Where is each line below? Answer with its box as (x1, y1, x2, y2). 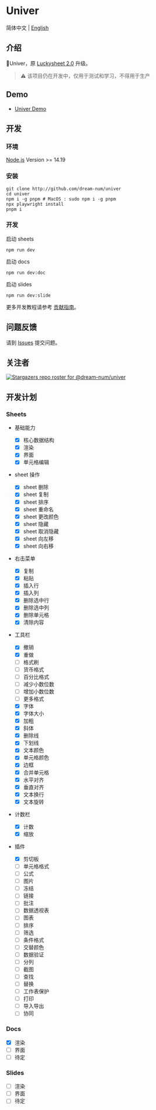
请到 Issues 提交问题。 (6, 339, 61, 346)
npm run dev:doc (6, 270, 46, 276)
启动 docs (6, 258, 30, 265)
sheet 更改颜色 (23, 513, 60, 520)
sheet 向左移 (23, 535, 54, 542)
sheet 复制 (23, 491, 49, 498)
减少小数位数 (23, 680, 54, 687)
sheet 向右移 (23, 542, 54, 549)
